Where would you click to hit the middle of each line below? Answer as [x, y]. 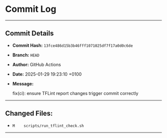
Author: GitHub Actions [37, 64]
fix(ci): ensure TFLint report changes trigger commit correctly [75, 93]
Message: [23, 84]
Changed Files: [29, 114]
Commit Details [29, 33]
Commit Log [31, 9]
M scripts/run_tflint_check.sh [48, 126]
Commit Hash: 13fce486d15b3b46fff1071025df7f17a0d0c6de [73, 45]
